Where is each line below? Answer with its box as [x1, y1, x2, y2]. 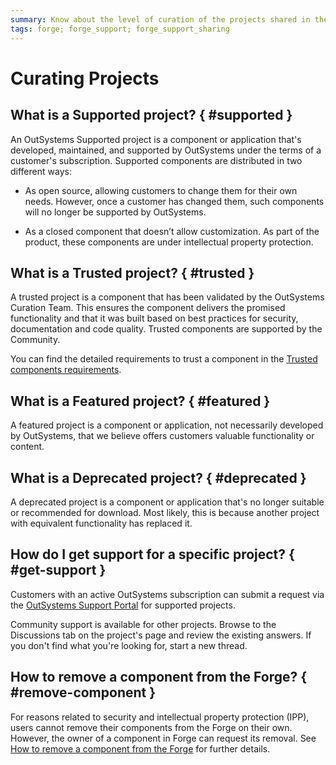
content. [10, 441, 45, 453]
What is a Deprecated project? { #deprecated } [10, 469, 307, 486]
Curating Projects [10, 67, 160, 90]
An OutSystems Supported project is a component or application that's [10, 133, 302, 145]
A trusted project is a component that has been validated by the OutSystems [10, 291, 325, 303]
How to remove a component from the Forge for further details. [10, 742, 271, 755]
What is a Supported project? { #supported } [10, 107, 293, 124]
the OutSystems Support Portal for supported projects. [10, 599, 236, 611]
